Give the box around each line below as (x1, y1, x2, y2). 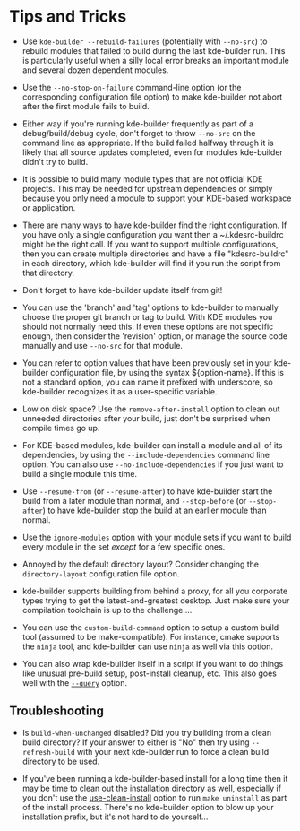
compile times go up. (21, 422, 100, 433)
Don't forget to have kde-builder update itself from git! (21, 284, 223, 295)
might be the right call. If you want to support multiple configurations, (21, 238, 279, 249)
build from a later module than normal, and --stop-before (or (21, 495, 247, 506)
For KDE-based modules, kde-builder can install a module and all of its (21, 439, 283, 450)
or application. (21, 202, 76, 212)
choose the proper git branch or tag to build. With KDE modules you (21, 311, 273, 322)
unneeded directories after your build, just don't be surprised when (21, 412, 270, 423)
